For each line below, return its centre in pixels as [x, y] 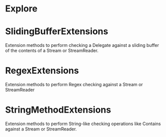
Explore [21, 9]
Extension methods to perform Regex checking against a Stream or [74, 85]
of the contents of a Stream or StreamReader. [52, 51]
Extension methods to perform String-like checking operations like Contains [83, 124]
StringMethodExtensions [58, 110]
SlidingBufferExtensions [57, 32]
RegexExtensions [42, 71]
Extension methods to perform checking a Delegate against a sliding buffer [82, 45]
